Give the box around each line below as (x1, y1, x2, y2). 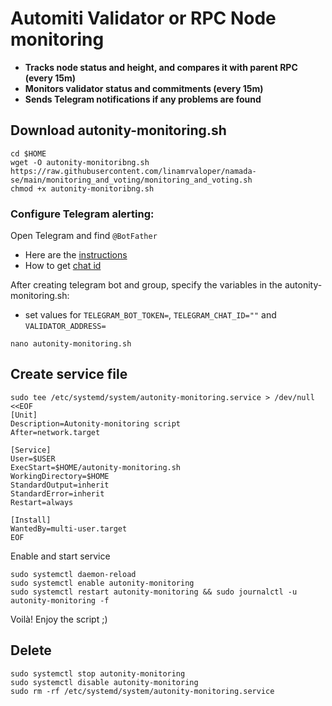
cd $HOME (10, 148, 47, 159)
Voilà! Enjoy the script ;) (10, 613, 108, 625)
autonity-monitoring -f (10, 595, 110, 606)
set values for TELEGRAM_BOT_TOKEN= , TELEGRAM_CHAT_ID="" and (24, 309, 277, 321)
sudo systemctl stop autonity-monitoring (10, 668, 186, 679)
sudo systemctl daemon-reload (10, 569, 137, 579)
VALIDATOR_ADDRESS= (24, 322, 107, 332)
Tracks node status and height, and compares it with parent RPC (24, 61, 298, 73)
